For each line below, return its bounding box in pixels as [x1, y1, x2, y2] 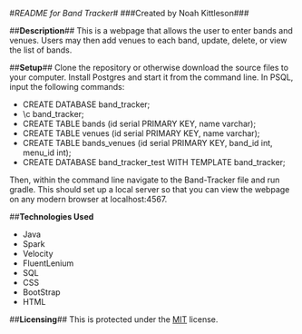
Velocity [22, 249, 54, 259]
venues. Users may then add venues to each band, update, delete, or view [9, 35, 287, 45]
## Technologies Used [9, 211, 94, 221]
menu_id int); [22, 147, 72, 158]
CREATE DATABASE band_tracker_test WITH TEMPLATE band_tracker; [22, 157, 286, 167]
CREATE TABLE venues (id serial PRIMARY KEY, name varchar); [22, 128, 260, 139]
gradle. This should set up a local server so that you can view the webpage [9, 184, 290, 194]
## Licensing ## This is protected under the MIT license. [9, 314, 219, 325]
